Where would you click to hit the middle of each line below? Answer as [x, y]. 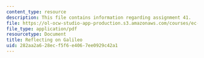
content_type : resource [36, 12]
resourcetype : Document [36, 34]
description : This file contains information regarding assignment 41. [99, 18]
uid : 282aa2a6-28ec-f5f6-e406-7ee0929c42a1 [62, 46]
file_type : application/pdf [42, 29]
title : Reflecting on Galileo [45, 40]
